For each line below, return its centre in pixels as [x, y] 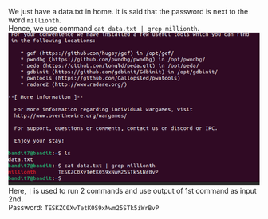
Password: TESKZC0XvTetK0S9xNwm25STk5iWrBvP [84, 207]
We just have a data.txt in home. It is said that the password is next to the [128, 12]
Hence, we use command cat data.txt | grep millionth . [104, 28]
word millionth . [35, 20]
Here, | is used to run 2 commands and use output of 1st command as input [132, 190]
